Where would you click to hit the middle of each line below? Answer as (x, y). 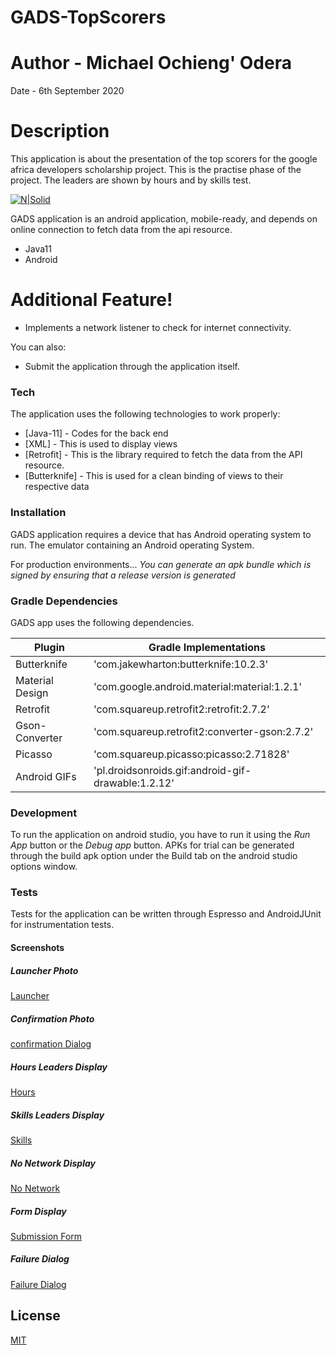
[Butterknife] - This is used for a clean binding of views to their (154, 476)
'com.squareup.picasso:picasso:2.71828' (191, 754)
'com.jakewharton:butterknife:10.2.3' (181, 664)
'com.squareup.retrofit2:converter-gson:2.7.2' (203, 731)
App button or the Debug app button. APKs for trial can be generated (152, 845)
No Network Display (53, 1163)
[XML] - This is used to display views (101, 444)
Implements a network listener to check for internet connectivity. (158, 327)
